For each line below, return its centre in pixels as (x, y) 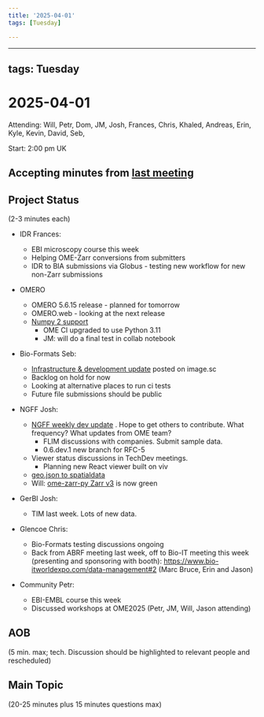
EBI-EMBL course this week (76, 600)
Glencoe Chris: (44, 529)
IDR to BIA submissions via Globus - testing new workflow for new (138, 266)
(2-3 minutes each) (39, 219)
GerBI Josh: (38, 499)
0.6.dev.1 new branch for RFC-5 (94, 450)
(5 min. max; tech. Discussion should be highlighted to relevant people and (129, 652)
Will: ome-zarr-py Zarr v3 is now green (94, 483)
